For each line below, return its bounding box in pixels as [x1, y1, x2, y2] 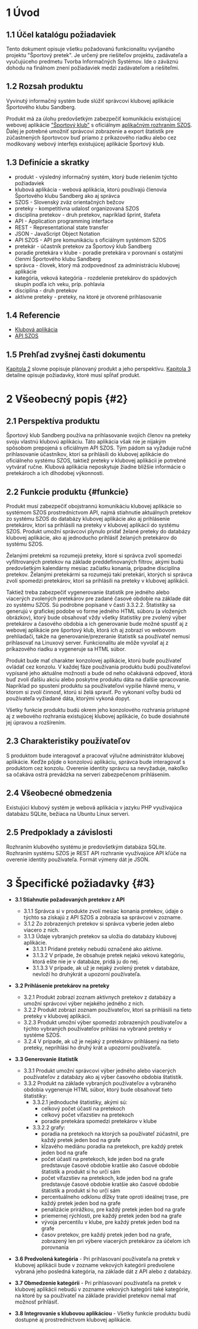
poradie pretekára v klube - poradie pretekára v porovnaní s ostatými [14, 249, 183, 256]
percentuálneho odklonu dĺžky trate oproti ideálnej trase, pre [41, 1194, 189, 1201]
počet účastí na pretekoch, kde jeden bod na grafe [41, 1156, 164, 1163]
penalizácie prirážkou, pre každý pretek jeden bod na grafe [41, 1206, 186, 1213]
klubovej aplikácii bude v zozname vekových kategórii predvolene [14, 1262, 176, 1269]
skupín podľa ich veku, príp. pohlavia [14, 280, 105, 287]
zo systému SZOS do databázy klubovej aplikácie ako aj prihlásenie [6, 515, 170, 523]
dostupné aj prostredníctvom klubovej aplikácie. [14, 1316, 132, 1324]
